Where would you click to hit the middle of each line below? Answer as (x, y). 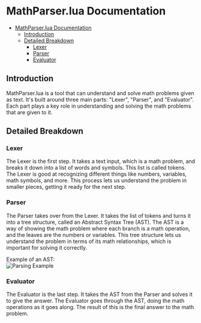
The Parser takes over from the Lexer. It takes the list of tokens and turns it (98, 215)
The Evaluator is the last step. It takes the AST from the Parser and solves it (100, 294)
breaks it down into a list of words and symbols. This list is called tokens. (96, 168)
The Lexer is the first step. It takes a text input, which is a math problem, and (101, 161)
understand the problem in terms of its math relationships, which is (89, 241)
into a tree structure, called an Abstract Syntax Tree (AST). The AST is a (95, 222)
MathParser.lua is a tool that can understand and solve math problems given (100, 93)
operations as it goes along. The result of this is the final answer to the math (100, 307)
